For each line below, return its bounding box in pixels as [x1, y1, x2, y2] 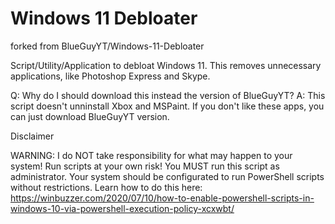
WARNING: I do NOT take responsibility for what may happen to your [10, 149, 293, 161]
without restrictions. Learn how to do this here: [10, 181, 203, 193]
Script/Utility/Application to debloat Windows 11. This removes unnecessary [10, 59, 322, 71]
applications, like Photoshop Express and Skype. [10, 70, 211, 82]
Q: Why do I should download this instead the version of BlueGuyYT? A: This [10, 89, 326, 101]
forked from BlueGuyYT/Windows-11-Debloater [10, 40, 205, 52]
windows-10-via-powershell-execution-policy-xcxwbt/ [10, 202, 235, 214]
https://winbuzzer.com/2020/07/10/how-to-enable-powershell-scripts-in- [10, 192, 315, 204]
